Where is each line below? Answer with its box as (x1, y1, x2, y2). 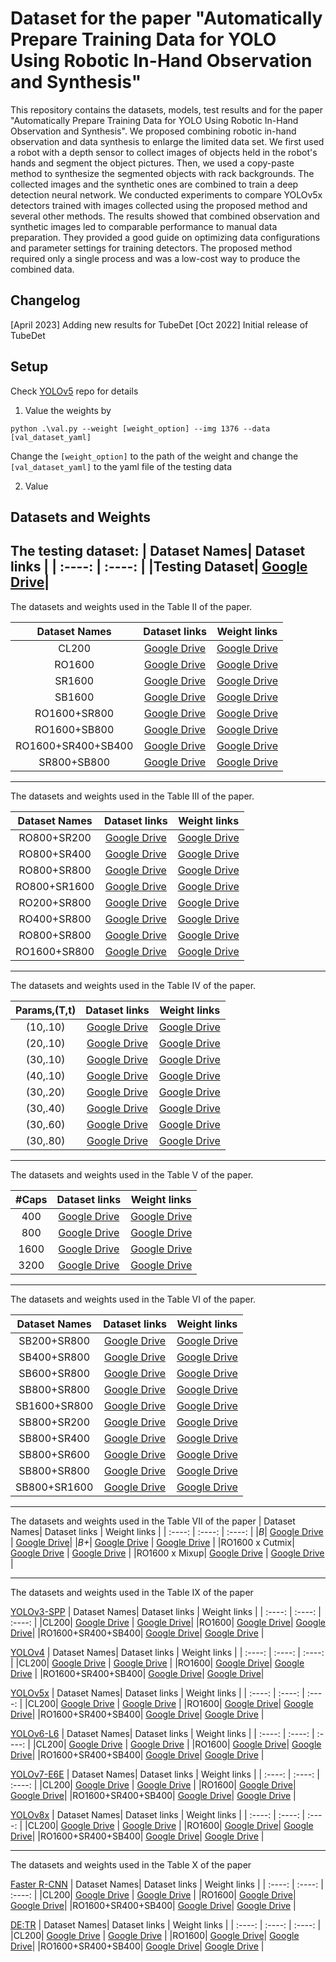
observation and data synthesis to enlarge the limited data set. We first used (10, 135, 325, 147)
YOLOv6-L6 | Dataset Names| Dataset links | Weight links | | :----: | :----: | (10, 1727, 315, 1739)
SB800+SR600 (18, 1447, 91, 1461)
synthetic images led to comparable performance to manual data (10, 220, 278, 232)
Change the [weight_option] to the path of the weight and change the (10, 450, 299, 462)
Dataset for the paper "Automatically (10, 7, 323, 30)
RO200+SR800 (18, 895, 92, 909)
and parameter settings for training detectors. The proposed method (10, 242, 293, 254)
